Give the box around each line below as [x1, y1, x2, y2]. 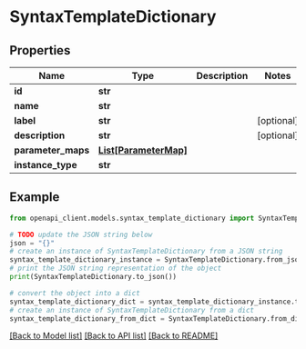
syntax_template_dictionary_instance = [9, 255, 161, 264]
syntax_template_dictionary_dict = [9, 297, 145, 306]
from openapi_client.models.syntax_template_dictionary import [9, 214, 255, 223]
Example [9, 189, 60, 205]
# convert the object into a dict [9, 288, 141, 297]
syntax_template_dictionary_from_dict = [9, 314, 166, 324]
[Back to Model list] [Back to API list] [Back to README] [9, 330, 219, 342]
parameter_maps [14, 144, 90, 156]
